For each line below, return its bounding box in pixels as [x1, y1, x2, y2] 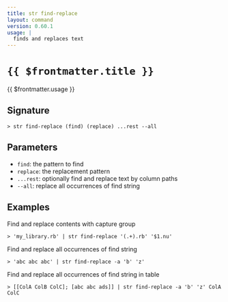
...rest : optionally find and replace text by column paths [16, 174, 178, 182]
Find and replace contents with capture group [7, 220, 136, 228]
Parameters [7, 142, 58, 153]
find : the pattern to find [16, 160, 84, 168]
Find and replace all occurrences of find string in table [7, 270, 160, 278]
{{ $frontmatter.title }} [7, 65, 154, 78]
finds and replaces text [13, 36, 84, 42]
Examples [7, 201, 50, 213]
